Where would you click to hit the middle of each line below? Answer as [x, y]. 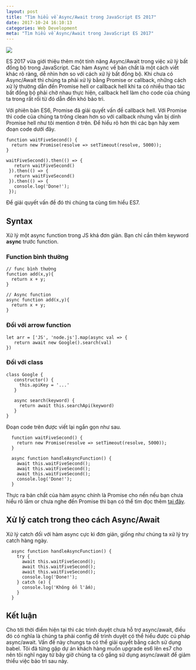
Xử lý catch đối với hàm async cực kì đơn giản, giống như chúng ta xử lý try [97, 534]
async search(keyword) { [44, 400]
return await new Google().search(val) [63, 343]
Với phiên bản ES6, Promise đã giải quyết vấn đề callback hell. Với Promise [97, 110]
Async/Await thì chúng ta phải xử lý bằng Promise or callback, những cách [96, 80]
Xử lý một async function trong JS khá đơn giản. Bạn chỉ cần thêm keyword [97, 235]
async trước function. [32, 241]
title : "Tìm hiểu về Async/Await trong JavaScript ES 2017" [82, 17]
